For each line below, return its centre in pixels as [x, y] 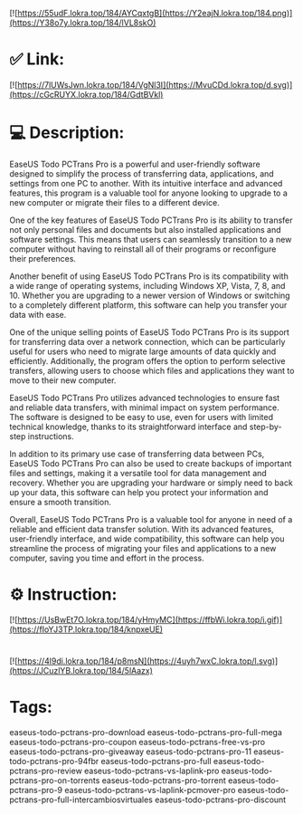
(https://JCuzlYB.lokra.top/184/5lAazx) [81, 670]
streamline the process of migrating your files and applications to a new [143, 548]
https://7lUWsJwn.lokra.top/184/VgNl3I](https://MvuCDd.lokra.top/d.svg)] [155, 84]
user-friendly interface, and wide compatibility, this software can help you [147, 539]
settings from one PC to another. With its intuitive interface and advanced [146, 183]
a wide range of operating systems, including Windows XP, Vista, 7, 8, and [147, 285]
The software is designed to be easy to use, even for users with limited [142, 417]
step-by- [265, 426]
